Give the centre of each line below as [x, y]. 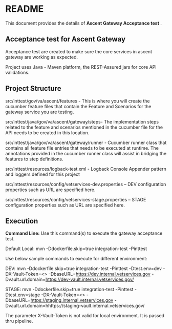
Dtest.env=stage [23, 295]
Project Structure [33, 88]
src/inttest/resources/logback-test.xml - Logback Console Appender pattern [86, 169]
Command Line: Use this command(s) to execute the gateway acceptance [84, 233]
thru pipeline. [19, 321]
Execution [22, 221]
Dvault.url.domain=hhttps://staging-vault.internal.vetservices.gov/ [75, 306]
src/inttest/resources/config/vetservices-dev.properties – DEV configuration [86, 184]
